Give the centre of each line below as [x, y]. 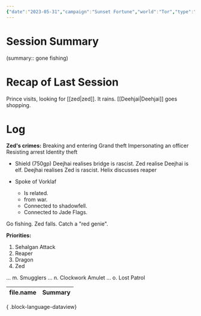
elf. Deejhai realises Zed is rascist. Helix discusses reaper [86, 170]
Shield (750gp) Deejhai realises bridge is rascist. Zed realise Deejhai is [102, 164]
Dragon [24, 260]
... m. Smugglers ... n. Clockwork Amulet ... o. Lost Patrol [76, 278]
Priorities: [19, 236]
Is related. [36, 193]
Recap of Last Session [63, 82]
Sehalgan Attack [35, 247]
